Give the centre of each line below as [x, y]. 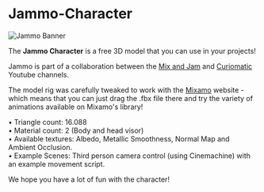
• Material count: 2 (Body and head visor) [76, 130]
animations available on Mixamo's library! [76, 107]
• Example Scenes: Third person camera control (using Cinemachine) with [130, 156]
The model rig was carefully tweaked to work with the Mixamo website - [126, 90]
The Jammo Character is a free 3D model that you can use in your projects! [132, 51]
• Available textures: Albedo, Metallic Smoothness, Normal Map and [119, 138]
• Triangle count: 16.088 [48, 122]
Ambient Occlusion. [40, 147]
